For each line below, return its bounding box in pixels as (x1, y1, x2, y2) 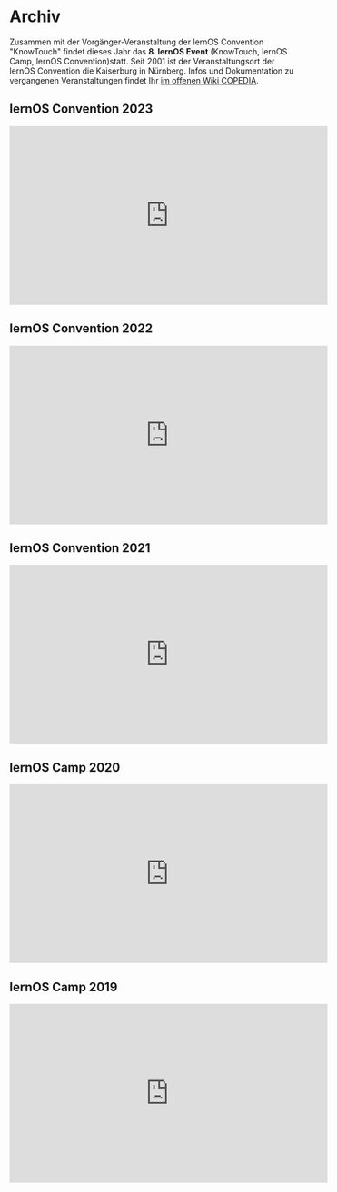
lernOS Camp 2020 (9, 760, 121, 775)
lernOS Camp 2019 (9, 979, 118, 995)
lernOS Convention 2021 (9, 540, 151, 556)
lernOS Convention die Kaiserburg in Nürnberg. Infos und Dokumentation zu (9, 65, 294, 76)
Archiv (9, 6, 61, 27)
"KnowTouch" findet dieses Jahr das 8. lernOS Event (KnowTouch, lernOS (9, 45, 288, 56)
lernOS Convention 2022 (9, 320, 153, 337)
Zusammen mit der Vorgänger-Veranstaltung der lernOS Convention (9, 36, 264, 47)
